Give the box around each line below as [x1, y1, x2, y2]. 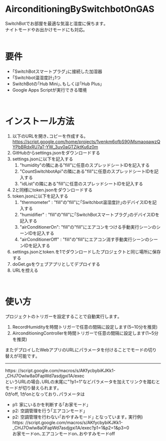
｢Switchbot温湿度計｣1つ [12, 74, 61, 80]
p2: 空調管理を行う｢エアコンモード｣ [12, 407, 85, 414]
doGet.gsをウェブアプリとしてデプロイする [12, 261, 100, 267]
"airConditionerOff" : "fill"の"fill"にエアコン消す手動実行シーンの [19, 236, 150, 242]
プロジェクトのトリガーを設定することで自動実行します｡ [5, 313, 120, 319]
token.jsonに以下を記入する [12, 193, 68, 199]
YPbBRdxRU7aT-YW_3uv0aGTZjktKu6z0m [12, 144, 98, 149]
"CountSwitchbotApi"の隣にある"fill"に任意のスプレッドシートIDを [19, 168, 155, 174]
